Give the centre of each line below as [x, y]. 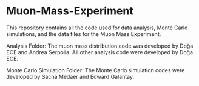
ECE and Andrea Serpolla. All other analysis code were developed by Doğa [99, 52]
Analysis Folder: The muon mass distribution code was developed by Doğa [100, 46]
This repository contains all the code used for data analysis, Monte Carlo [97, 28]
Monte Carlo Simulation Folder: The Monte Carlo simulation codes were [96, 70]
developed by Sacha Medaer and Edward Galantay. [70, 76]
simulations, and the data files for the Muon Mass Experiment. [84, 34]
